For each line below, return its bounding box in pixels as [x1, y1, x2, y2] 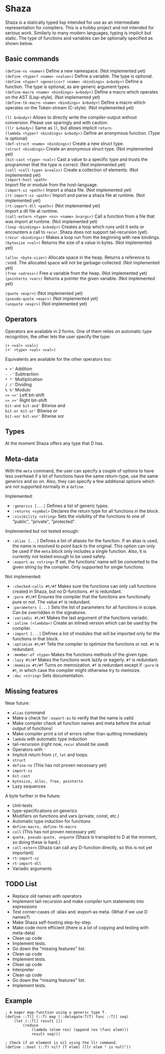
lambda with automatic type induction [12, 736, 87, 742]
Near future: [5, 700, 30, 706]
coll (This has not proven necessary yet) [12, 829, 96, 834]
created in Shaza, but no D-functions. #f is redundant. [12, 588, 122, 594]
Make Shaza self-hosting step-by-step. [12, 919, 92, 925]
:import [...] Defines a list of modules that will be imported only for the [12, 630, 160, 636]
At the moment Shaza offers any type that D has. [5, 440, 104, 446]
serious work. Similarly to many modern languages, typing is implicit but [5, 30, 151, 36]
